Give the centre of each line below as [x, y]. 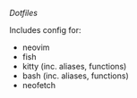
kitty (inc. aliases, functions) [74, 66]
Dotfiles [24, 13]
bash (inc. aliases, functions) [75, 76]
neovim [36, 47]
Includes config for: [45, 30]
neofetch [39, 85]
